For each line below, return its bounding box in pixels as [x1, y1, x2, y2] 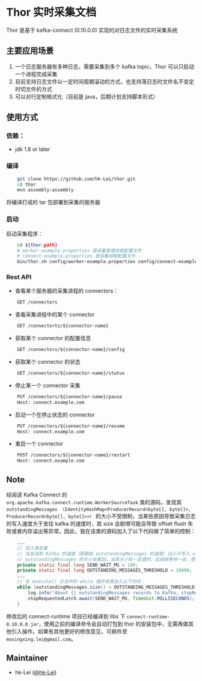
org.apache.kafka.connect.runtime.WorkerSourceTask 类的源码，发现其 [6, 499, 182, 506]
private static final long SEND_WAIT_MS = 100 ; [17, 562, 138, 568]
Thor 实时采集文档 [6, 5, 97, 19]
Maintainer [6, 653, 48, 663]
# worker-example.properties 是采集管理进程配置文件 [17, 248, 142, 254]
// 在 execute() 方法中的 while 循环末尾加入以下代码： [17, 579, 145, 585]
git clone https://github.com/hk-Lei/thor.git [17, 175, 136, 182]
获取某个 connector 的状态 [14, 358, 81, 365]
